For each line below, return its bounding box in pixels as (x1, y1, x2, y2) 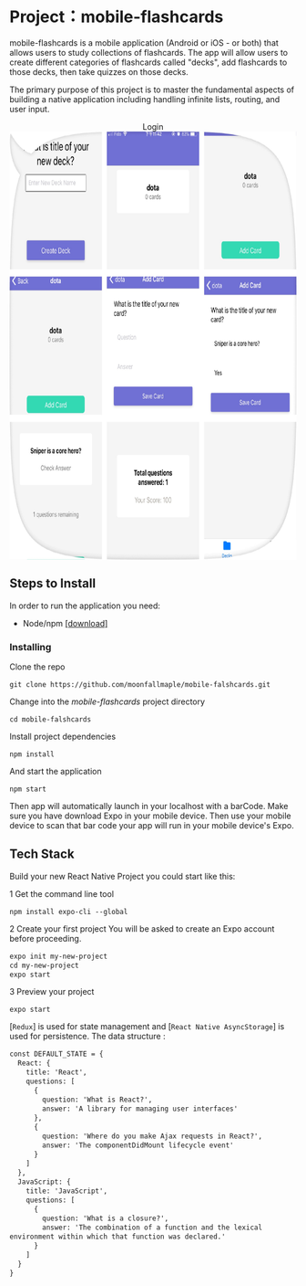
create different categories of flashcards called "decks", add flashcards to (9, 57, 288, 68)
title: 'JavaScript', (25, 1186, 107, 1196)
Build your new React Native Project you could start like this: (9, 870, 236, 881)
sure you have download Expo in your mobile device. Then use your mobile (9, 810, 291, 821)
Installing (9, 640, 52, 653)
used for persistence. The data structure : (9, 1030, 166, 1041)
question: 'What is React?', (42, 1095, 153, 1104)
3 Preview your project (9, 986, 95, 996)
